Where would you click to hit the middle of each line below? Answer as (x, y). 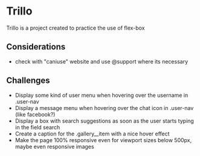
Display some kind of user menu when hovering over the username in (102, 95)
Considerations (36, 47)
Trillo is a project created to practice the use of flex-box (76, 28)
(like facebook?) (35, 114)
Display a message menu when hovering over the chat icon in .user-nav (104, 108)
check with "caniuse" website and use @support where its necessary (102, 61)
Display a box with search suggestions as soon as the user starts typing (105, 121)
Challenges (28, 81)
